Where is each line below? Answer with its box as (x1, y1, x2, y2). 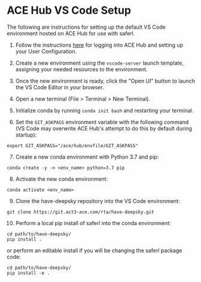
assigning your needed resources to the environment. (15, 65, 148, 72)
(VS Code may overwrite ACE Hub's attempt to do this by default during (15, 125, 193, 132)
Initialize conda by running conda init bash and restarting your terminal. (15, 107, 194, 114)
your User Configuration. (15, 47, 77, 54)
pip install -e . (7, 270, 50, 276)
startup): (15, 131, 37, 138)
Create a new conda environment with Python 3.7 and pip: (15, 153, 159, 160)
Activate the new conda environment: (15, 175, 108, 183)
